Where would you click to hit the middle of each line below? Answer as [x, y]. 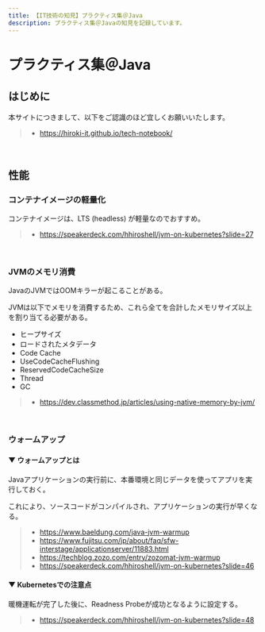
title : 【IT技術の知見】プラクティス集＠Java [75, 15]
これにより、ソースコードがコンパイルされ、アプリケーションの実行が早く [130, 506]
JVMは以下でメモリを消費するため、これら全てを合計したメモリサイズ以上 [130, 307]
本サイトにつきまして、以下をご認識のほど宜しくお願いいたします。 [119, 117]
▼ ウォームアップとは [44, 460]
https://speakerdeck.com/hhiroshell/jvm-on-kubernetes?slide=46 [147, 565]
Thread [31, 379]
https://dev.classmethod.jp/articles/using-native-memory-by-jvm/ [147, 403]
